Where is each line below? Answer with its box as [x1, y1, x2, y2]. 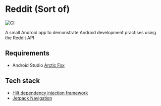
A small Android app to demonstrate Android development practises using [5, 29, 156, 35]
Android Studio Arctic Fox [12, 62, 65, 68]
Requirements [5, 49, 50, 57]
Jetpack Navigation [12, 95, 53, 101]
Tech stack [5, 77, 40, 85]
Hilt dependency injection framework [12, 90, 88, 96]
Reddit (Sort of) [5, 3, 70, 15]
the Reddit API [5, 35, 35, 41]
